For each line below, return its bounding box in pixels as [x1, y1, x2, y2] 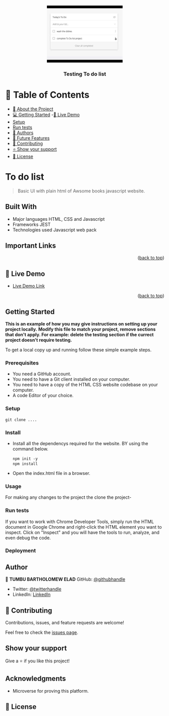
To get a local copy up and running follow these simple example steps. [5, 347, 152, 353]
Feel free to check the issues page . [5, 629, 78, 635]
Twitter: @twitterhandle [12, 586, 62, 592]
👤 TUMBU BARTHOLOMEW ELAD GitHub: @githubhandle [5, 576, 126, 582]
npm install [12, 461, 38, 466]
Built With [5, 203, 37, 211]
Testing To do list [63, 70, 106, 77]
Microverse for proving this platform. [12, 688, 89, 694]
